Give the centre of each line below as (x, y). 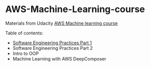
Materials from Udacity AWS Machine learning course (62, 23)
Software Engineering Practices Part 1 (52, 43)
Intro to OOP (26, 53)
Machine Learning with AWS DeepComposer (59, 58)
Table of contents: (24, 33)
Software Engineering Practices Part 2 (53, 48)
